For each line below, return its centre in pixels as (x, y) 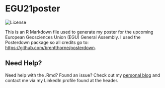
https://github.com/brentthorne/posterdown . (51, 47)
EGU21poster (33, 9)
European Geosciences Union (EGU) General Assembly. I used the (73, 37)
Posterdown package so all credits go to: (47, 42)
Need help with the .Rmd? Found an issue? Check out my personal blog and (83, 75)
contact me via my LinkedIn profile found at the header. (62, 80)
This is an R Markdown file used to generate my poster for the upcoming (79, 32)
